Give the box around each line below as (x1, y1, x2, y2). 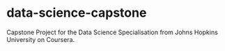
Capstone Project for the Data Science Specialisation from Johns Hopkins (6, 28, 219, 36)
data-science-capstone (6, 5, 147, 21)
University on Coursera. (6, 35, 75, 43)
